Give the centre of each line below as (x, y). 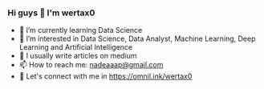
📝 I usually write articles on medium (78, 56)
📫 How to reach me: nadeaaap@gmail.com (91, 65)
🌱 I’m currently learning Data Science (81, 30)
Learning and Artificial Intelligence (76, 47)
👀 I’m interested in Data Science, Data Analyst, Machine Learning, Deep (137, 38)
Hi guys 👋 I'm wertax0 (51, 13)
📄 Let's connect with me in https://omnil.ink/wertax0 (106, 76)
